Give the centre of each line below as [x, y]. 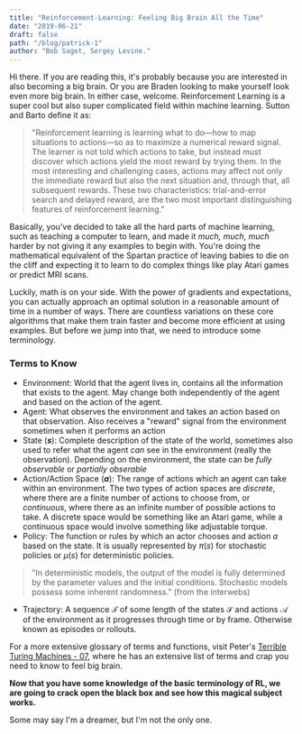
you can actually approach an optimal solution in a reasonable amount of [144, 302]
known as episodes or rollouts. [79, 629]
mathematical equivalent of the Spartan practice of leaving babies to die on [149, 256]
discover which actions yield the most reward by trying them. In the [156, 161]
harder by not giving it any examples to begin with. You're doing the [135, 246]
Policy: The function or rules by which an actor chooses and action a [150, 537]
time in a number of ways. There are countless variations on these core [142, 311]
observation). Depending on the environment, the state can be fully [147, 460]
